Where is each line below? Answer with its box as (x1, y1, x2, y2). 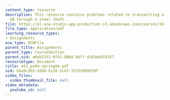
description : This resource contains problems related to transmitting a (5, 12, 164, 17)
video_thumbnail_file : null (10, 78, 69, 83)
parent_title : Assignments (5, 45, 62, 50)
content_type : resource (5, 7, 56, 13)
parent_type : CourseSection (5, 49, 65, 55)
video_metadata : (5, 82, 39, 87)
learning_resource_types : (5, 31, 60, 36)
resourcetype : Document (5, 59, 56, 64)
